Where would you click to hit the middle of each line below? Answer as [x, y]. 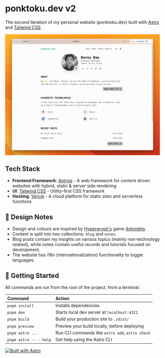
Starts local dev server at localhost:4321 [97, 312]
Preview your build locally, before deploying [100, 326]
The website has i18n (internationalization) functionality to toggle [78, 255]
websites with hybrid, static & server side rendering [64, 186]
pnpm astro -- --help [29, 340]
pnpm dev [16, 313]
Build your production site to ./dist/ [92, 319]
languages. [24, 260]
